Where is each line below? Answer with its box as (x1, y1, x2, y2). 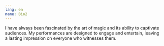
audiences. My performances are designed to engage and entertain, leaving (5, 30, 160, 36)
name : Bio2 (5, 12, 28, 16)
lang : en (5, 7, 23, 12)
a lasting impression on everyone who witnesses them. (5, 35, 117, 41)
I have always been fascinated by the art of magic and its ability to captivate (5, 25, 159, 31)
